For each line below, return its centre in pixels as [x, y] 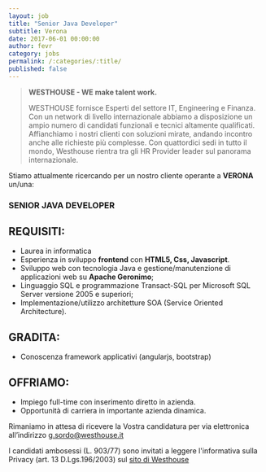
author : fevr [31, 46]
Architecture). [43, 312]
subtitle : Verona [38, 31]
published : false [38, 69]
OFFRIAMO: [39, 382]
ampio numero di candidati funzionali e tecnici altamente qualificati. [142, 125]
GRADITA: [35, 337]
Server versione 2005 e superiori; [77, 295]
